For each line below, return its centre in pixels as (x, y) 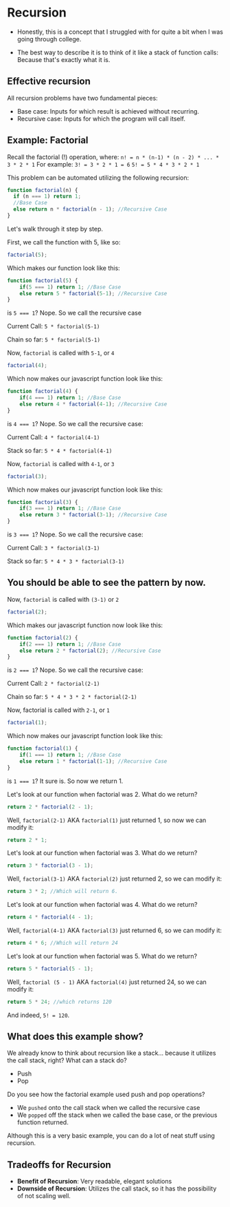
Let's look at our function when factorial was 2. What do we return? (102, 794)
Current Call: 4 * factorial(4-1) (54, 437)
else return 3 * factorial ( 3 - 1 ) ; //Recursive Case (93, 515)
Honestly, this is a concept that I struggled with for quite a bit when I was (120, 32)
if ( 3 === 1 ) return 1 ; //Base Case (70, 508)
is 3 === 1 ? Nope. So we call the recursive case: (75, 534)
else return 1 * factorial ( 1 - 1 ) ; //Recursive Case (93, 761)
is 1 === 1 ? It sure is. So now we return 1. (65, 781)
